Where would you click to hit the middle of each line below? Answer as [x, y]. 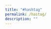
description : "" [21, 19]
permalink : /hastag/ [26, 14]
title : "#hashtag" [24, 10]
